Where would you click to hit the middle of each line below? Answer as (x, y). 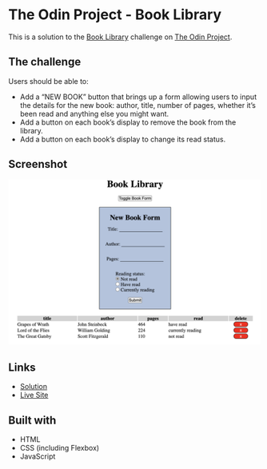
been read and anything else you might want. (94, 113)
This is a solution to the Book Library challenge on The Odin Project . (120, 37)
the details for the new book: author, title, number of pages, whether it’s (137, 105)
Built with (32, 420)
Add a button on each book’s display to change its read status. (123, 139)
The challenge (45, 62)
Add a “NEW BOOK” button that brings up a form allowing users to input (138, 97)
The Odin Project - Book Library (115, 15)
